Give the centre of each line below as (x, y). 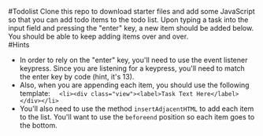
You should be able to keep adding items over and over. (98, 36)
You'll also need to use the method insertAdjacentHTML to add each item (137, 108)
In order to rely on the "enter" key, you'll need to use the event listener (133, 60)
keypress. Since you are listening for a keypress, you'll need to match (132, 68)
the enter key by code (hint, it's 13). (77, 77)
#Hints (19, 45)
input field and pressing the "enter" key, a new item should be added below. (131, 28)
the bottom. (38, 125)
